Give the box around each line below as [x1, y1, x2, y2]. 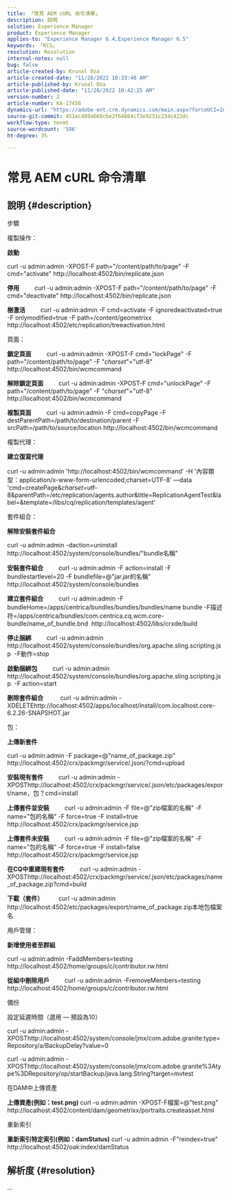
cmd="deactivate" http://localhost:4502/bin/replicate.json [7, 291, 172, 300]
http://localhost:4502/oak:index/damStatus [7, 1143, 129, 1151]
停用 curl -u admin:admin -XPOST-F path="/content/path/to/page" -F [7, 284, 217, 292]
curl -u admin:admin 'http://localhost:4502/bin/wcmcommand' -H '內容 [7, 467, 208, 476]
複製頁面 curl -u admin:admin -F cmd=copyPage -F [7, 409, 166, 417]
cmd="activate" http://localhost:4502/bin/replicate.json [7, 270, 164, 278]
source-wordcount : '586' [7, 126, 78, 133]
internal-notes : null [7, 55, 69, 62]
